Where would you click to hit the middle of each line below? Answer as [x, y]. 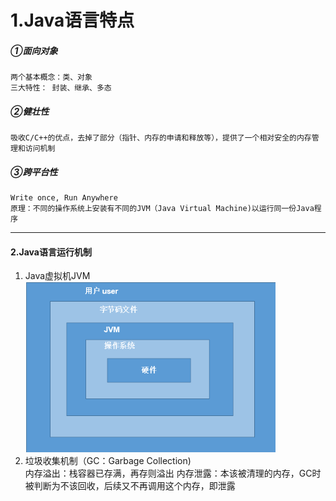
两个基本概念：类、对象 [51, 77]
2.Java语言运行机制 [51, 252]
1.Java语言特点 [72, 20]
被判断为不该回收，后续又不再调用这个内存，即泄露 [130, 486]
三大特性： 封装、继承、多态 [61, 88]
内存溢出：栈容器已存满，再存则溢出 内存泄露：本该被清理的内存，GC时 [173, 473]
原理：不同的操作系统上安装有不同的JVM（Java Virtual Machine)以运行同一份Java [162, 209]
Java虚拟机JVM [57, 276]
